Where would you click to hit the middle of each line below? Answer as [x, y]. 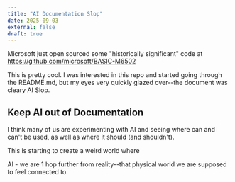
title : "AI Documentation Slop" [55, 14]
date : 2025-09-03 [33, 21]
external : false [31, 27]
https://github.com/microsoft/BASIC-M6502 [72, 62]
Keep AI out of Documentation [76, 112]
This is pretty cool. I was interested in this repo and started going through [115, 75]
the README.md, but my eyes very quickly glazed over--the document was [118, 83]
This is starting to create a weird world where [73, 151]
